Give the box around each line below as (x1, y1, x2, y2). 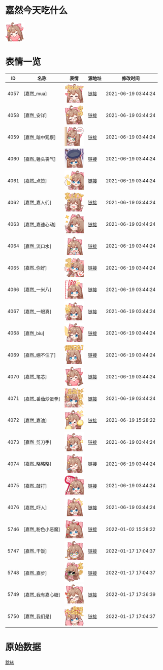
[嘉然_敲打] (23, 483, 47, 489)
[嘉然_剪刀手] (23, 439, 52, 445)
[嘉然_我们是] (23, 613, 52, 619)
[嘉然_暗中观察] (23, 134, 56, 140)
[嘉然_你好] (23, 265, 47, 271)
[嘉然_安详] (23, 112, 47, 118)
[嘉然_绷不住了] (23, 352, 56, 358)
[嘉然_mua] (23, 90, 47, 97)
